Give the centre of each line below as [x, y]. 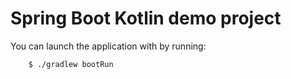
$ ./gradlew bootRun [71, 64]
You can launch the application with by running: [108, 46]
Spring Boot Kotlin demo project [146, 18]
